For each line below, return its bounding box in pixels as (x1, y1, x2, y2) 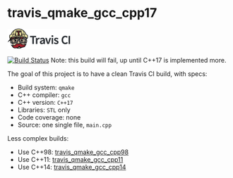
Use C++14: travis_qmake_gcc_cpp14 (17, 163, 126, 171)
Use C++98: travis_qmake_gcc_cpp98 (17, 148, 129, 156)
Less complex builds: (7, 134, 69, 142)
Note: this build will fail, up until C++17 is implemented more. (50, 56, 227, 64)
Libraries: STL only (17, 106, 71, 114)
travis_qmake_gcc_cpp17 (7, 5, 157, 21)
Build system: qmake (17, 83, 75, 91)
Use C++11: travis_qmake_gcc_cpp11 (17, 155, 124, 163)
